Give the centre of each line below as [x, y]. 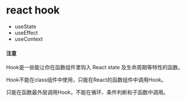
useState [25, 26]
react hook [33, 10]
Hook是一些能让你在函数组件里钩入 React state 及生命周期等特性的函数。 [95, 68]
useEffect [26, 32]
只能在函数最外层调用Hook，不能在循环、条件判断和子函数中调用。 [87, 92]
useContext [29, 39]
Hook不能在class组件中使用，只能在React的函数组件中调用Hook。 [86, 80]
